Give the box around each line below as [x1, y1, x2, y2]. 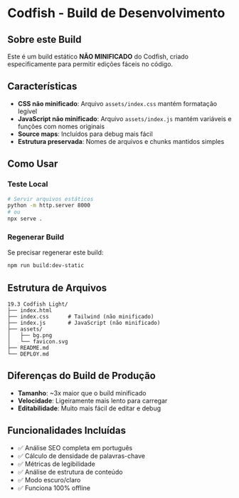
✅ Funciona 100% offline [17, 483, 91, 492]
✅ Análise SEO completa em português [17, 443, 133, 452]
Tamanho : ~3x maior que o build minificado [17, 388, 147, 397]
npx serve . [7, 215, 43, 222]
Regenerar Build [7, 232, 64, 242]
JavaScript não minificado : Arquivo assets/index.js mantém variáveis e [17, 114, 232, 123]
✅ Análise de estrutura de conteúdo [17, 467, 123, 476]
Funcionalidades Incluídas [7, 425, 127, 437]
